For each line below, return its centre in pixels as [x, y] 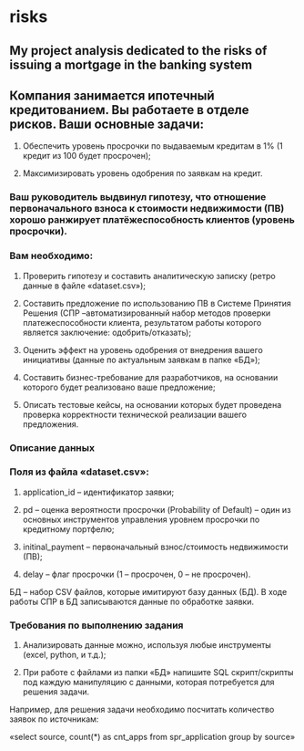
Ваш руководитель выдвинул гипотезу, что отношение [138, 197]
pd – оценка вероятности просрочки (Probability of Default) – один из [157, 509]
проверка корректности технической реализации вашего [135, 414]
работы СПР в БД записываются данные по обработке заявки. [132, 601]
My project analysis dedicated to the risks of [138, 51]
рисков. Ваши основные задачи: [107, 124]
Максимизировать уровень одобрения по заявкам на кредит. [142, 173]
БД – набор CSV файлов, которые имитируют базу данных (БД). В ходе [148, 591]
